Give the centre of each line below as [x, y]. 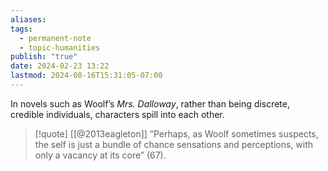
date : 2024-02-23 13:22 [60, 66]
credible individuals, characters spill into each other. [117, 114]
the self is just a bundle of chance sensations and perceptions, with [174, 144]
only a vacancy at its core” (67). [100, 155]
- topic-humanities [60, 47]
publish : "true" [44, 57]
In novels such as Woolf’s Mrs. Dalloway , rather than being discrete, [150, 103]
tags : [21, 29]
